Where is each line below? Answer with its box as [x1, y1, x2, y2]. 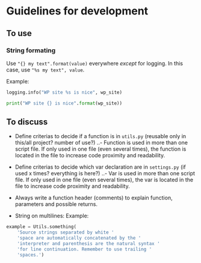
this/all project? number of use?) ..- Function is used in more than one [14, 139, 188, 147]
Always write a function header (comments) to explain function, [14, 194, 173, 202]
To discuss [6, 117, 48, 127]
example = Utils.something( [6, 224, 77, 230]
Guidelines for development [6, 4, 149, 18]
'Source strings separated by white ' [17, 229, 114, 235]
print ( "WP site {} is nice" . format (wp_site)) [6, 100, 122, 106]
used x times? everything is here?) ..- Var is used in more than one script [14, 170, 196, 177]
